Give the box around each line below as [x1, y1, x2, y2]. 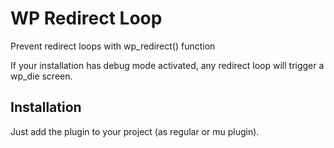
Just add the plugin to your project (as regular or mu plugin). [10, 125, 260, 137]
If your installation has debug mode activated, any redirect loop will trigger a [10, 59, 325, 71]
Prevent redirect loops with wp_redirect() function [10, 40, 216, 52]
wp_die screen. [10, 70, 73, 82]
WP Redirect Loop [10, 7, 163, 30]
